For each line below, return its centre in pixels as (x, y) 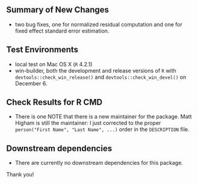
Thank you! (20, 174)
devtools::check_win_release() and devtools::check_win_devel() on (101, 77)
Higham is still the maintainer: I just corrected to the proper (88, 123)
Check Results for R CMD (54, 103)
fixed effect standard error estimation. (62, 31)
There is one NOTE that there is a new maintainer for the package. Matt (103, 117)
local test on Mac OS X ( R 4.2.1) (54, 64)
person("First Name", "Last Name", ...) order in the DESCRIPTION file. (102, 129)
